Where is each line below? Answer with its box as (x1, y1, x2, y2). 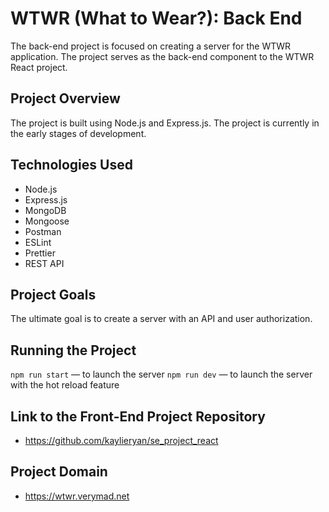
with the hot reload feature (10, 379, 120, 391)
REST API (24, 257, 65, 269)
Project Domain (10, 463, 108, 481)
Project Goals (10, 286, 97, 303)
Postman (24, 225, 62, 237)
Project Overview (10, 90, 121, 107)
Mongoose (24, 215, 70, 227)
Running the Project (10, 342, 137, 359)
